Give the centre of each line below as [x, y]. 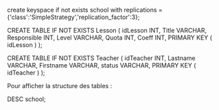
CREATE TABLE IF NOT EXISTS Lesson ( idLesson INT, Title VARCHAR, [107, 30]
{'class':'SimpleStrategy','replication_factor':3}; [73, 17]
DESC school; [26, 99]
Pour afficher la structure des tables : [60, 86]
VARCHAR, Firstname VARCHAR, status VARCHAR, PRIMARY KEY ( [102, 65]
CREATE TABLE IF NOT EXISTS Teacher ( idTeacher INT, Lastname [101, 58]
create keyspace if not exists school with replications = [85, 10]
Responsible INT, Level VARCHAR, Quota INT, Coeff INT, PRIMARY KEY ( [110, 38]
